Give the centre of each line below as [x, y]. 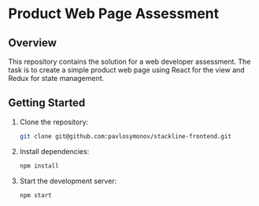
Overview [33, 43]
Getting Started [47, 103]
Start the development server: [68, 181]
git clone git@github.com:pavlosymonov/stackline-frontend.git [126, 136]
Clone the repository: [54, 122]
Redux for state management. [56, 78]
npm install [39, 166]
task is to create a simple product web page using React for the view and [127, 70]
